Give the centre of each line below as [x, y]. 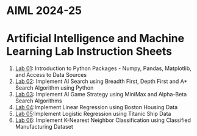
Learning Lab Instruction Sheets [89, 52]
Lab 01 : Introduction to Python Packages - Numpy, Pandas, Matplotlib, [103, 68]
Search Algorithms [38, 101]
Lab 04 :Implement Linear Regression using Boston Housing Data [96, 107]
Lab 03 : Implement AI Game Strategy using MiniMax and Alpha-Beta [101, 95]
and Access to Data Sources [51, 75]
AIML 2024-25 [44, 11]
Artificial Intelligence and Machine [95, 39]
